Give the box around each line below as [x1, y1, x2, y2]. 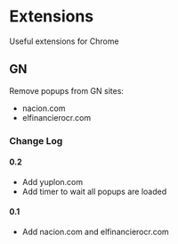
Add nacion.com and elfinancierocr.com [21, 226, 169, 238]
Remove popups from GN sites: [9, 85, 125, 96]
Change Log [9, 134, 63, 147]
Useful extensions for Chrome [9, 36, 119, 46]
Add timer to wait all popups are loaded [21, 186, 167, 197]
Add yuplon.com [21, 176, 84, 187]
